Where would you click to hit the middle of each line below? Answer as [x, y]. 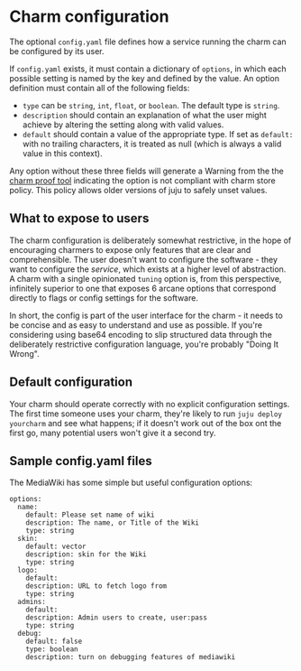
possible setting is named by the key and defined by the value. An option [144, 78]
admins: [32, 602]
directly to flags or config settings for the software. [104, 298]
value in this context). [62, 153]
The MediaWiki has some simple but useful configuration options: [131, 483]
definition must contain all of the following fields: [100, 88]
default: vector [56, 547]
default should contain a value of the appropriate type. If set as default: [158, 134]
